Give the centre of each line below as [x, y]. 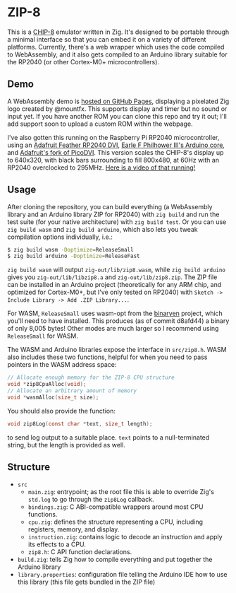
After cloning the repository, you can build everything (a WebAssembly [110, 206]
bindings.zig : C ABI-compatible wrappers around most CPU [116, 507]
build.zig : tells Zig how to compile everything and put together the [115, 559]
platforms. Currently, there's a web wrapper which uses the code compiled [116, 47]
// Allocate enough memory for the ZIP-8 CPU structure [91, 378]
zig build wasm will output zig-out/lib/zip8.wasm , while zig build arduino [116, 270]
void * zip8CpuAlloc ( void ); [47, 384]
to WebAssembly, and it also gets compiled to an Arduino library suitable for [117, 54]
